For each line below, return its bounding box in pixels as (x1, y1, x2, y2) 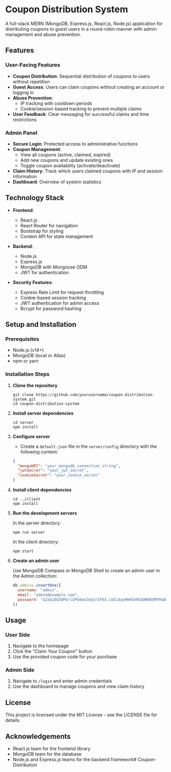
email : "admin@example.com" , (17, 592, 80, 597)
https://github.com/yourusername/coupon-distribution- (35, 392, 155, 397)
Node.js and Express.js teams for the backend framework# (12, 757, 137, 763)
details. (5, 717, 21, 723)
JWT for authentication (20, 269, 69, 275)
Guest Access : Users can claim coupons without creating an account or (12, 84, 165, 90)
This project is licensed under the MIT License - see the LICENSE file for (5, 712, 157, 718)
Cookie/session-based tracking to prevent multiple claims (20, 106, 142, 112)
